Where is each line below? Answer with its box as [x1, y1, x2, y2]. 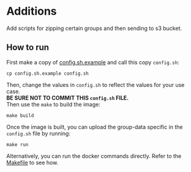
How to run [6, 42, 50, 53]
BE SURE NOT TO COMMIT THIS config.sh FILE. [6, 94, 129, 102]
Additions [6, 4, 57, 18]
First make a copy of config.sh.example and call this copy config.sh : [6, 58, 179, 65]
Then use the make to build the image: [6, 100, 101, 108]
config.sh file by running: [6, 130, 70, 137]
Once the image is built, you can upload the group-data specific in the [6, 123, 183, 130]
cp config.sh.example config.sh [6, 70, 89, 77]
